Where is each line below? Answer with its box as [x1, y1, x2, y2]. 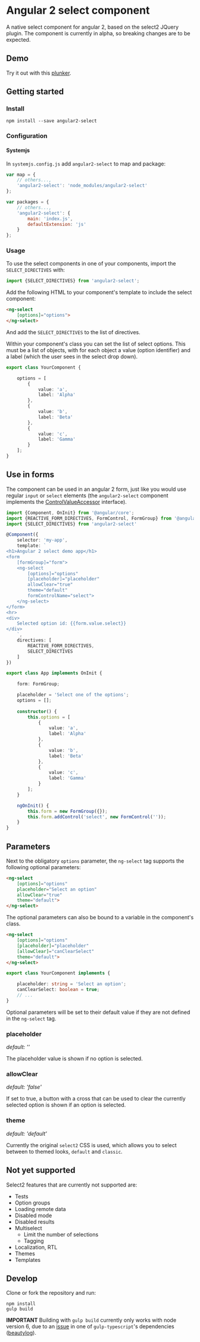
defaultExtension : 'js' [27, 221, 86, 227]
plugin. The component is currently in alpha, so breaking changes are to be [6, 29, 190, 36]
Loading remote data [14, 1205, 67, 1212]
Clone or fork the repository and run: [6, 1289, 96, 1297]
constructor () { [17, 708, 58, 714]
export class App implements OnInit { [6, 670, 102, 676]
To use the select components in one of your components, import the [6, 260, 176, 267]
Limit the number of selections [23, 1231, 99, 1238]
